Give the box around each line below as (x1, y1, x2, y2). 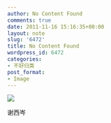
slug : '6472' (7, 36, 45, 43)
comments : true (7, 17, 52, 24)
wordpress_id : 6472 (7, 50, 64, 57)
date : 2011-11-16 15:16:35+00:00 (7, 23, 105, 30)
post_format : (7, 68, 45, 75)
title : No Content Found (7, 43, 80, 50)
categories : (7, 56, 42, 63)
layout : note (7, 29, 45, 37)
